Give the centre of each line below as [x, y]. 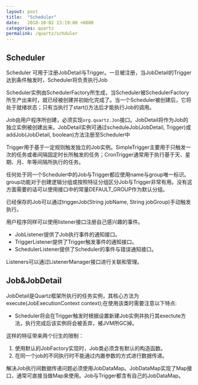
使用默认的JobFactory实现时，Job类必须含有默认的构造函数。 [90, 348]
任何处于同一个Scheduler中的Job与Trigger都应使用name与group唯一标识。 [98, 174]
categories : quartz [30, 28]
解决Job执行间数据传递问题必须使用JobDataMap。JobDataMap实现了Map [97, 368]
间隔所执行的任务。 [60, 162]
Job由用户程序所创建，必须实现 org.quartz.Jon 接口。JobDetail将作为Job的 [97, 119]
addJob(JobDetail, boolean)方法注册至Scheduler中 [68, 134]
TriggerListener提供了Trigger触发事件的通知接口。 [76, 242]
